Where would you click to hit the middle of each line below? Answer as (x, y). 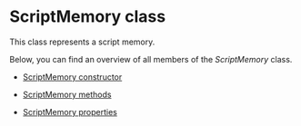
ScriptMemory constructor (72, 77)
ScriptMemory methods (67, 94)
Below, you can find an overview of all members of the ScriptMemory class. (151, 59)
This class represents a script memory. (82, 42)
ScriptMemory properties (70, 111)
